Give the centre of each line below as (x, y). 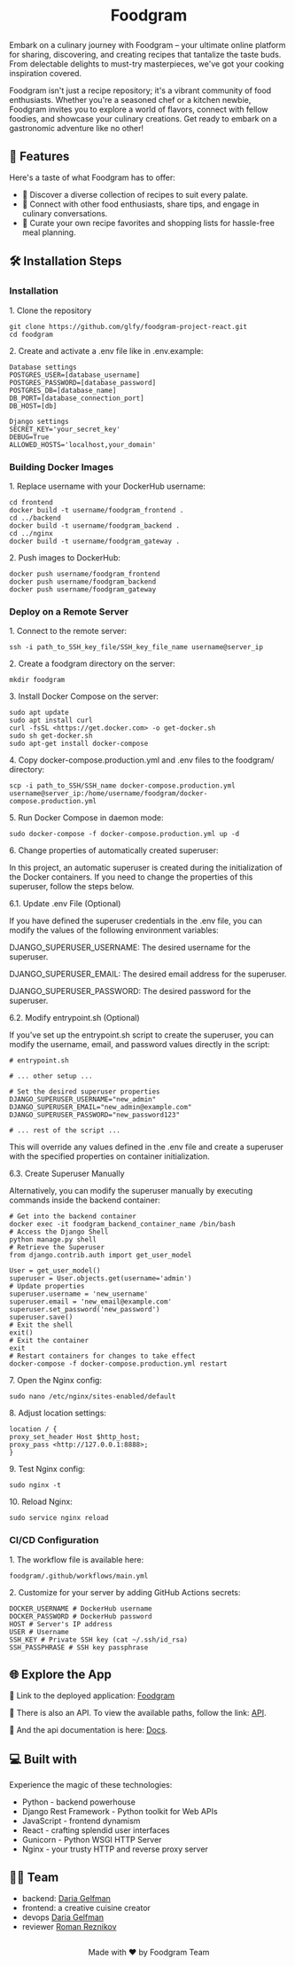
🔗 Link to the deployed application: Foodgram (92, 1696)
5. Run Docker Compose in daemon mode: (86, 818)
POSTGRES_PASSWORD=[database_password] (83, 382)
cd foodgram (31, 334)
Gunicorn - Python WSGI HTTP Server (92, 1840)
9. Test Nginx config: (47, 1469)
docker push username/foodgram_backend (83, 582)
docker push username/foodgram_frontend (85, 574)
